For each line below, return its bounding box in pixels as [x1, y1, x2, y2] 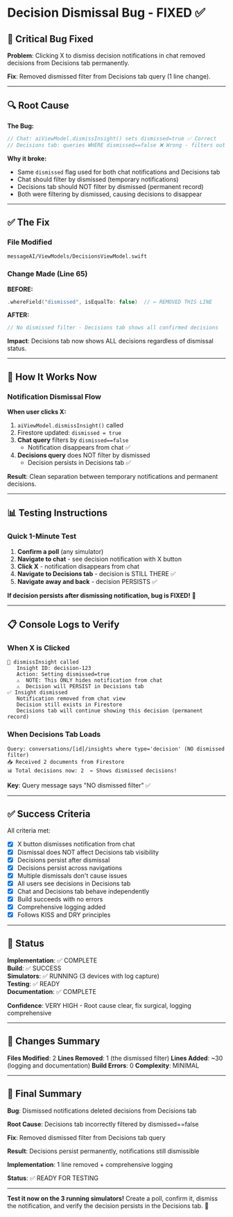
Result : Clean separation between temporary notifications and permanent [7, 472, 218, 480]
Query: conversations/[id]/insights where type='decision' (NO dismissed [7, 745, 225, 752]
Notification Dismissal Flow [7, 391, 102, 401]
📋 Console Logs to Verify [7, 619, 120, 630]
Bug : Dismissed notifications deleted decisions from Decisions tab [7, 1106, 197, 1115]
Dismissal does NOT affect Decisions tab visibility [17, 848, 159, 856]
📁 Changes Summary [7, 1036, 101, 1047]
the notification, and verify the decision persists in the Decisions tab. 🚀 [7, 1201, 209, 1210]
